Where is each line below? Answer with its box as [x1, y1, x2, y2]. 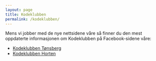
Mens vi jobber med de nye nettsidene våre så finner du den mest [5, 30, 142, 36]
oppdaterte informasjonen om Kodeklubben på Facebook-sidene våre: [5, 35, 151, 41]
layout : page [5, 7, 33, 12]
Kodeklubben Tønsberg [12, 45, 62, 51]
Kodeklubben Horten [12, 50, 56, 56]
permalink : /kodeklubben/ [5, 16, 60, 21]
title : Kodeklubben [5, 12, 46, 17]
